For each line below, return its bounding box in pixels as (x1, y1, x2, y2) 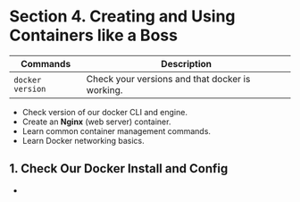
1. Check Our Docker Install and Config (9, 161, 229, 176)
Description (160, 57, 212, 70)
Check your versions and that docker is (86, 72, 251, 85)
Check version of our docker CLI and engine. (21, 106, 187, 117)
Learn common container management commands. (21, 125, 212, 136)
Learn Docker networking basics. (21, 135, 145, 146)
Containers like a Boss (9, 25, 179, 46)
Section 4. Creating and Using (9, 6, 236, 27)
